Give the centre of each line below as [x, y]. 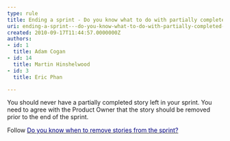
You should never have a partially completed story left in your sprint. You [110, 103]
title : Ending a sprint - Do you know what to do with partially [102, 20]
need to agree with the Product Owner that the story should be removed [109, 110]
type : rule [23, 13]
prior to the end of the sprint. [48, 117]
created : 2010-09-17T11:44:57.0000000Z [64, 33]
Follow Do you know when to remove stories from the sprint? [93, 130]
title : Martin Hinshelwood [52, 64]
